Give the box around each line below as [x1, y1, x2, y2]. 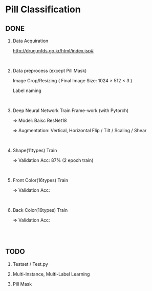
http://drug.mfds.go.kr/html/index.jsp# [12, 48, 94, 53]
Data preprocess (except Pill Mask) [12, 68, 87, 74]
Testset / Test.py [12, 261, 49, 267]
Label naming [12, 87, 42, 94]
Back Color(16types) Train [12, 207, 68, 213]
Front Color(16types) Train [12, 177, 68, 183]
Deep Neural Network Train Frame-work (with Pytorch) [12, 107, 129, 114]
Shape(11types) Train [12, 148, 57, 153]
